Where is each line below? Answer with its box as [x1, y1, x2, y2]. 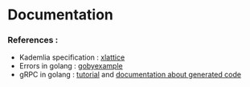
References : [7, 35, 59, 46]
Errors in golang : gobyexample [18, 61, 123, 71]
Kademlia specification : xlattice [18, 52, 125, 62]
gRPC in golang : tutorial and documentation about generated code [18, 70, 242, 80]
